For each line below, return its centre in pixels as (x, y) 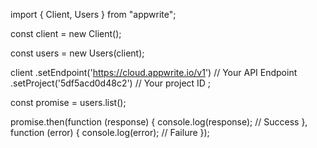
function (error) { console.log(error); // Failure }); (110, 132)
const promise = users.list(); (68, 102)
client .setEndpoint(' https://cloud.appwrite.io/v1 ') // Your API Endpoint (154, 72)
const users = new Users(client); (77, 53)
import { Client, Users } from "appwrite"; (93, 14)
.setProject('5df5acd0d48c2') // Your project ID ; (111, 83)
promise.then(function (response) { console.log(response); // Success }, (159, 122)
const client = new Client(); (66, 33)
